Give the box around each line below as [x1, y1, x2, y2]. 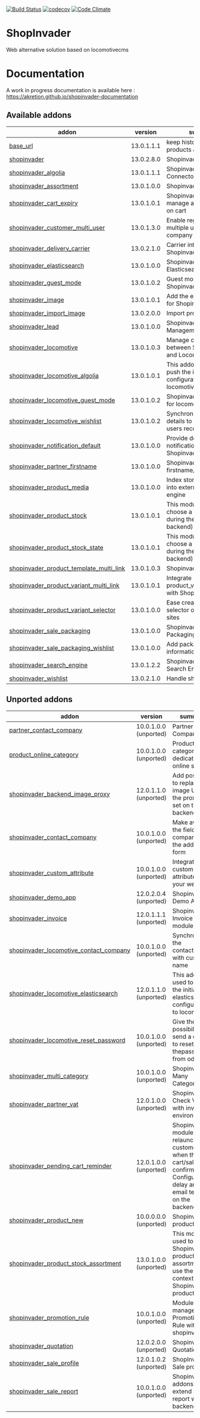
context [172, 1274, 194, 1282]
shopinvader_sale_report [9, 1387, 79, 1395]
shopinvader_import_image [9, 309, 85, 317]
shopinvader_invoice [9, 914, 67, 922]
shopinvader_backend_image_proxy [9, 790, 110, 798]
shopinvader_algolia [9, 168, 65, 177]
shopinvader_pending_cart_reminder [9, 1162, 112, 1170]
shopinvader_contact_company [9, 833, 97, 841]
